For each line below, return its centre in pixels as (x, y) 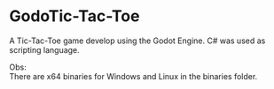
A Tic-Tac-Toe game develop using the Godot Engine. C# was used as (137, 41)
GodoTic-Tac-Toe (74, 16)
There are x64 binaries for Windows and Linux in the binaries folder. (133, 76)
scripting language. (44, 49)
